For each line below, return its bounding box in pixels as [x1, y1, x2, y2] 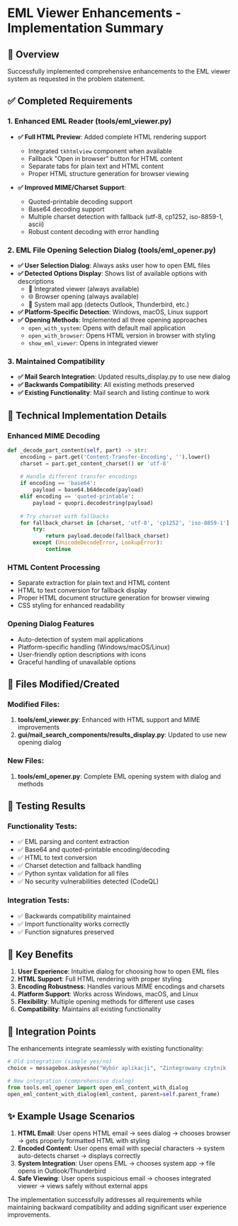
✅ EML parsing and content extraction [17, 837, 130, 846]
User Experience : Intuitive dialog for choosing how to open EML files [17, 967, 220, 976]
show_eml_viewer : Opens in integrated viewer [28, 338, 159, 347]
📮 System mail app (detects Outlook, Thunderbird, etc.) [28, 300, 190, 308]
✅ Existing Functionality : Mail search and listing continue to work [17, 389, 210, 397]
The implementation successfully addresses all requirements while [7, 1196, 202, 1204]
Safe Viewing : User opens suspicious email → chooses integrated [17, 1174, 211, 1183]
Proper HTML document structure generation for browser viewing [17, 594, 210, 602]
